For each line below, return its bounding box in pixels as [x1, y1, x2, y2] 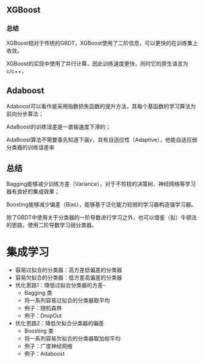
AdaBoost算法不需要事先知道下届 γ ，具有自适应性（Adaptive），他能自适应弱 [6, 136, 198, 143]
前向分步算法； [6, 110, 44, 118]
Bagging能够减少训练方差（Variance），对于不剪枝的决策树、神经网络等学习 [6, 180, 196, 188]
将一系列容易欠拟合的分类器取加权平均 [24, 335, 121, 342]
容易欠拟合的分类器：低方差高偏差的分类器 [15, 274, 122, 281]
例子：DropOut [24, 312, 62, 319]
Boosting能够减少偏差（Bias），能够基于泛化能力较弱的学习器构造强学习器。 [6, 201, 197, 208]
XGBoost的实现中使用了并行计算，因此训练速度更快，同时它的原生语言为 [6, 60, 189, 67]
